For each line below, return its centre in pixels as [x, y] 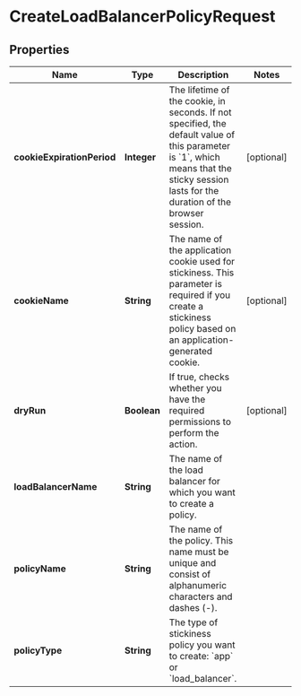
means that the [201, 168]
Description [203, 75]
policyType [38, 650]
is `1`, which [195, 157]
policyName [40, 569]
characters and [201, 596]
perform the [194, 433]
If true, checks [199, 377]
